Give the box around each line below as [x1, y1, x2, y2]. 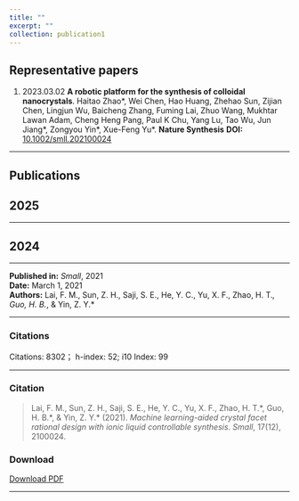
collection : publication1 [9, 29, 105, 38]
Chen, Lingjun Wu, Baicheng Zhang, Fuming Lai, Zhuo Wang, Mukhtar [21, 105, 279, 116]
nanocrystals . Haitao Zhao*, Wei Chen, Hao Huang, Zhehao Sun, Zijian [21, 95, 282, 107]
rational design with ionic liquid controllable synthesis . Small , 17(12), [30, 421, 282, 432]
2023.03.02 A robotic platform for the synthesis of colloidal [21, 86, 246, 97]
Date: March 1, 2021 [9, 280, 83, 291]
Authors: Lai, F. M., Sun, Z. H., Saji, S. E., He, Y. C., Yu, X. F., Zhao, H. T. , [9, 290, 276, 300]
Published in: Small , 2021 [9, 271, 104, 282]
